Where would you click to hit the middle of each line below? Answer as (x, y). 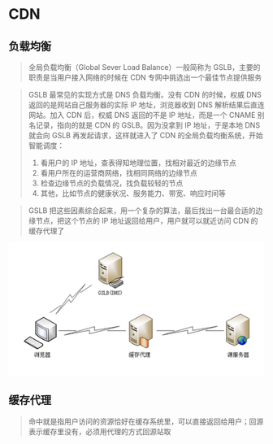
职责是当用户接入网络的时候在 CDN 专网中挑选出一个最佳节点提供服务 (145, 77)
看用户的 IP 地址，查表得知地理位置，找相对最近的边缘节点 (139, 163)
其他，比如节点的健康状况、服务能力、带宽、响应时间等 (133, 193)
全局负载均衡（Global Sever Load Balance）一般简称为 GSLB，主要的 (144, 67)
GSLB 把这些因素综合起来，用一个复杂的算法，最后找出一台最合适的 (142, 211)
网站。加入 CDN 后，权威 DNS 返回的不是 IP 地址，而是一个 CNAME (142, 115)
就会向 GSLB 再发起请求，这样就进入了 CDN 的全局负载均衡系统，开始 (145, 135)
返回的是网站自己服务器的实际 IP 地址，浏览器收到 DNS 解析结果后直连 (146, 105)
